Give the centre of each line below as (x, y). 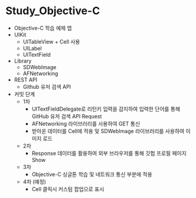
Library (23, 61)
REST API (26, 79)
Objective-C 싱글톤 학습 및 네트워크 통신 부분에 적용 (92, 174)
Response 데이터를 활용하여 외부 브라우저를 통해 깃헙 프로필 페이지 (109, 153)
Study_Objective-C (53, 11)
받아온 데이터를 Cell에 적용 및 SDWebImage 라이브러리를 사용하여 (108, 131)
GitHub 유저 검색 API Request (67, 116)
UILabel (32, 48)
